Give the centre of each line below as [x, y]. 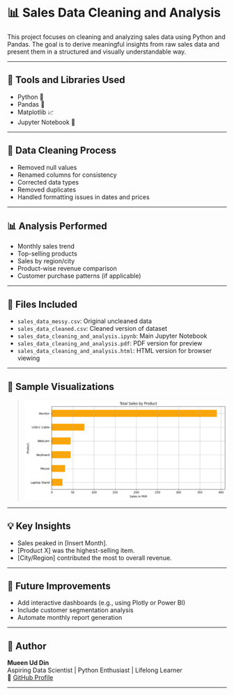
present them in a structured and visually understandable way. [97, 52]
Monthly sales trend [46, 247]
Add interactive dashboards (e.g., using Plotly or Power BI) [101, 603]
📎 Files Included [42, 304]
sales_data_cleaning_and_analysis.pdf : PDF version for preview [110, 343]
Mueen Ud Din [28, 663]
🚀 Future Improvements [59, 586]
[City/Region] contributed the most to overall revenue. [94, 558]
